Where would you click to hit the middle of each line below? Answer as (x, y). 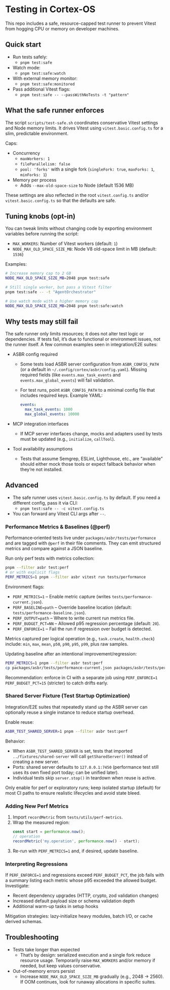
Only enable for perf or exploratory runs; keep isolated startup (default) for (83, 788)
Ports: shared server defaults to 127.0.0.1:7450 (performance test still (86, 767)
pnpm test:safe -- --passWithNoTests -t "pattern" (75, 95)
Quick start (23, 45)
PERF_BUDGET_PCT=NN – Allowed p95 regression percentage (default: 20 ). (86, 623)
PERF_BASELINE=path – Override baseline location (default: (72, 607)
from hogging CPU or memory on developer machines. (62, 28)
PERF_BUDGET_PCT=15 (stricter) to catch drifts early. (57, 683)
